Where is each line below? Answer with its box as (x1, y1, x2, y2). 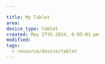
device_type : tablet (6, 26, 59, 32)
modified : (6, 37, 32, 43)
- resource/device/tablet (12, 48, 78, 55)
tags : (6, 43, 20, 49)
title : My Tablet (6, 14, 50, 20)
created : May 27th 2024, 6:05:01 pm (6, 31, 99, 37)
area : (6, 20, 20, 26)
